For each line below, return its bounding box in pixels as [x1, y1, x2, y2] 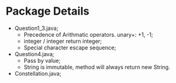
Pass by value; [23, 57, 61, 64]
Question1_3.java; [14, 24, 59, 32]
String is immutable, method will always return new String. [23, 63, 170, 71]
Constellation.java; [14, 70, 62, 77]
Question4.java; [14, 50, 54, 57]
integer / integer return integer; [23, 37, 102, 45]
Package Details [5, 4, 90, 18]
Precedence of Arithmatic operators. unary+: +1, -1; [23, 31, 153, 38]
